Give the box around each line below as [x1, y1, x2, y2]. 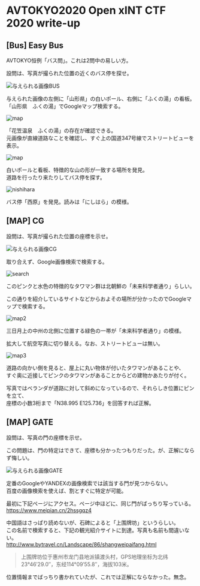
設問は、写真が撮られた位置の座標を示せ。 [6, 232, 111, 240]
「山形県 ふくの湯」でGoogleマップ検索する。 [6, 103, 124, 110]
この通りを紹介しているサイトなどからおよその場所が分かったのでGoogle [6, 295, 187, 302]
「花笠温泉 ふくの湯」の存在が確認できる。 [6, 127, 117, 134]
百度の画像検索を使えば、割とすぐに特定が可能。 [6, 487, 127, 494]
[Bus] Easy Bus [6, 40, 64, 50]
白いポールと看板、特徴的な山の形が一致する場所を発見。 [6, 166, 148, 173]
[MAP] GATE [6, 417, 54, 428]
